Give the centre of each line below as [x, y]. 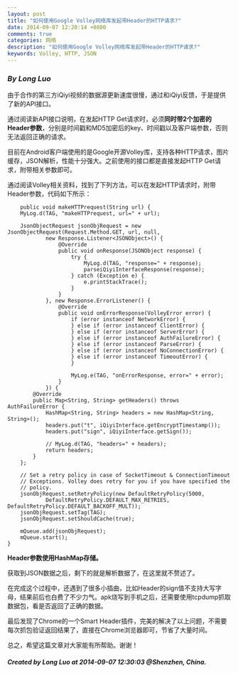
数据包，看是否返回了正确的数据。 [57, 606]
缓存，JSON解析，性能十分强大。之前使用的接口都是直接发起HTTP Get [111, 161]
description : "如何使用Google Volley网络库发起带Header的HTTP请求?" [104, 47]
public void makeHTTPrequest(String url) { [86, 207]
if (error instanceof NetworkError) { [128, 320]
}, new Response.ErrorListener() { [98, 301]
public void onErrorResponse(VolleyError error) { [135, 313]
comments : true [30, 34]
